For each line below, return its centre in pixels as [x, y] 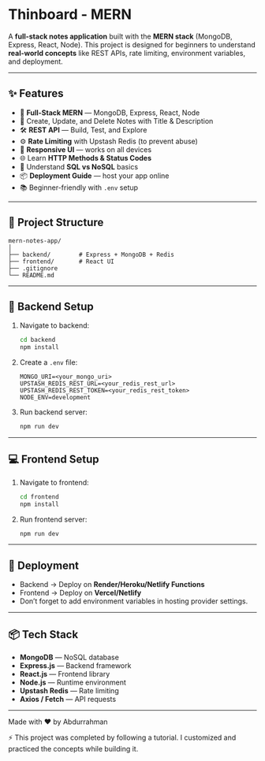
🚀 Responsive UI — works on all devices [86, 149]
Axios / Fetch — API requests [68, 700]
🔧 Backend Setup [51, 306]
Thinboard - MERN [70, 15]
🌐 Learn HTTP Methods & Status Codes [86, 158]
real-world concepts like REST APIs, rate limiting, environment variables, [127, 53]
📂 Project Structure [56, 223]
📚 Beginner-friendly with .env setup [79, 187]
